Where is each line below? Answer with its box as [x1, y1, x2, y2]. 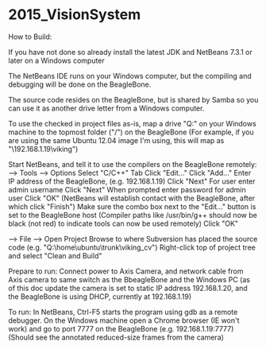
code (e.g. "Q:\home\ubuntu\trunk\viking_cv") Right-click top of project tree [8, 242, 256, 252]
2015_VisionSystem [8, 6, 141, 24]
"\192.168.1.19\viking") [8, 144, 79, 153]
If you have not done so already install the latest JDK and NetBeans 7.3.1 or [8, 47, 253, 56]
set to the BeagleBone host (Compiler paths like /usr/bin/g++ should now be [8, 210, 258, 219]
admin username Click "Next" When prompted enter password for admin [8, 184, 246, 194]
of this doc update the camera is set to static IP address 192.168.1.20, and [8, 283, 248, 293]
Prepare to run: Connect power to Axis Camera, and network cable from [8, 266, 244, 276]
